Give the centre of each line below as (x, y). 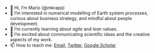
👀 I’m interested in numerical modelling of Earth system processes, (79, 13)
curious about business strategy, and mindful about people (71, 18)
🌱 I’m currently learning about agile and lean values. (64, 29)
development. (24, 23)
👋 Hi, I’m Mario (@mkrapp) (37, 8)
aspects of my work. (31, 39)
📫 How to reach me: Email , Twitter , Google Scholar (63, 45)
